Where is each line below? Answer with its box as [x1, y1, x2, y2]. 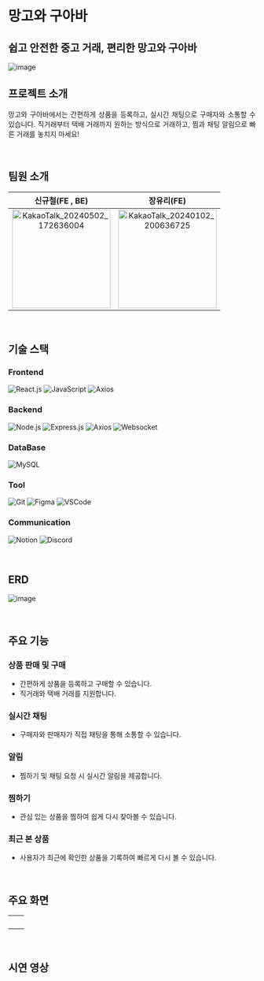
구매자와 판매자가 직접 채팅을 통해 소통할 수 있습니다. [19, 730, 181, 739]
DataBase [8, 442, 46, 453]
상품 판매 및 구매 [8, 660, 66, 671]
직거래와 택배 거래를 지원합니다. [19, 689, 116, 698]
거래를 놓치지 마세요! [16, 129, 80, 139]
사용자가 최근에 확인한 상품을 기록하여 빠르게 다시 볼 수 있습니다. [19, 853, 217, 863]
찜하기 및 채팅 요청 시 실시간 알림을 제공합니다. [19, 771, 163, 780]
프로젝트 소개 [8, 87, 68, 101]
